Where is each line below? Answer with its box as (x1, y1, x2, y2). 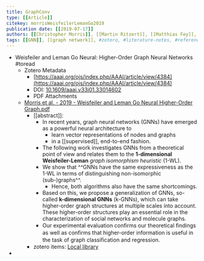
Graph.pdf (24, 106, 50, 112)
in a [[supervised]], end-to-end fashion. (51, 138, 151, 144)
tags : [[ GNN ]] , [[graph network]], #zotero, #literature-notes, (6, 37, 172, 43)
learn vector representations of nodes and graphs (51, 131, 176, 138)
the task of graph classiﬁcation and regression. (42, 236, 160, 243)
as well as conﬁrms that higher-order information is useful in (42, 229, 194, 236)
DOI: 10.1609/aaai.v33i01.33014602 (33, 86, 121, 93)
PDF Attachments (33, 92, 77, 100)
